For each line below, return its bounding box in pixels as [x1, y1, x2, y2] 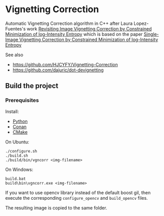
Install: [5, 108, 19, 115]
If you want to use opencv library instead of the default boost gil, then [5, 189, 151, 196]
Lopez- [133, 20, 149, 26]
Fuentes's [5, 25, 26, 31]
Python [12, 118, 28, 124]
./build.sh [5, 153, 28, 158]
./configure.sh [5, 149, 37, 154]
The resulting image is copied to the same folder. [5, 204, 107, 211]
